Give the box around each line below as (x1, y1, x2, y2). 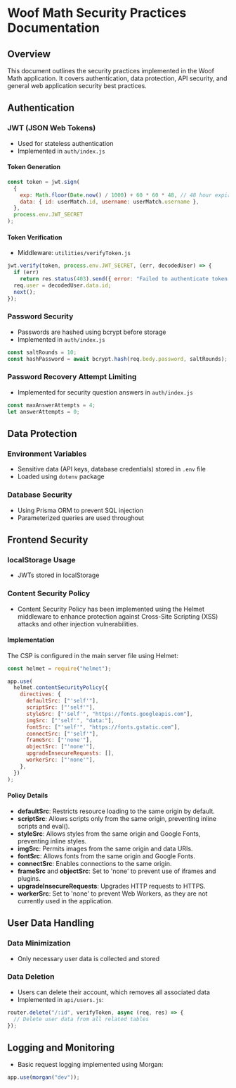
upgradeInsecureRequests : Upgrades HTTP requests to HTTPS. (17, 882, 206, 890)
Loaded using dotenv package (17, 472, 105, 481)
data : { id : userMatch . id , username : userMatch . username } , (20, 198, 199, 205)
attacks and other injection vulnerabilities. (17, 619, 139, 628)
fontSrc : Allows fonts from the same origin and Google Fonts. (17, 851, 195, 860)
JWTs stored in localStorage (17, 571, 100, 579)
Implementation (7, 636, 55, 644)
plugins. (17, 874, 41, 882)
